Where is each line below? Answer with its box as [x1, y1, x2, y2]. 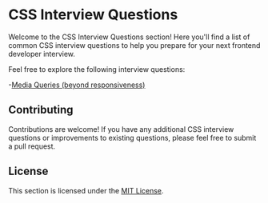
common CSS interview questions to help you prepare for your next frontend [8, 40, 261, 50]
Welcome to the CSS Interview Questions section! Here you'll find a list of [8, 32, 250, 42]
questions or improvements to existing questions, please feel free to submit [8, 133, 257, 142]
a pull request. [8, 141, 56, 151]
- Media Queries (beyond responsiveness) [8, 80, 146, 90]
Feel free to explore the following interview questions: [8, 64, 186, 74]
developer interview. [8, 49, 76, 58]
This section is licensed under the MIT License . [8, 185, 164, 195]
